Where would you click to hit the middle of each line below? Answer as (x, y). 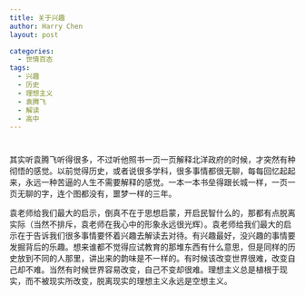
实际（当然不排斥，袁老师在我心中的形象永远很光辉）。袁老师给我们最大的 (147, 224)
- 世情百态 (35, 60)
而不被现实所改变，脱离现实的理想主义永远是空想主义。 (128, 281)
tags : (20, 68)
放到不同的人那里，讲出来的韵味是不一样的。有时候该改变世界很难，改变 (152, 259)
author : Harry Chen (46, 26)
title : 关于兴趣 (37, 18)
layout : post (34, 34)
